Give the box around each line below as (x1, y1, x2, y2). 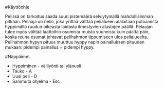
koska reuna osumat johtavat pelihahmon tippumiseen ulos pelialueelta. (5, 34, 148, 40)
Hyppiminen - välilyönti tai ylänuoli (12, 63, 82, 69)
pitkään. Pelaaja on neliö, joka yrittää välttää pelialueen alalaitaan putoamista (5, 19, 159, 24)
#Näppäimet (5, 54, 30, 59)
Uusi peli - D (12, 74, 37, 79)
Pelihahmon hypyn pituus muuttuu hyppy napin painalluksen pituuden (5, 39, 145, 45)
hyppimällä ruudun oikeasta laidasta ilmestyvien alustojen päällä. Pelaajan (5, 24, 153, 30)
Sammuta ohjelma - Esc (12, 78, 60, 84)
